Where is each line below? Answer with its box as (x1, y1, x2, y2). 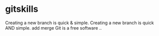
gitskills (5, 3, 38, 15)
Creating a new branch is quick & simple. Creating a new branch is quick (5, 20, 154, 26)
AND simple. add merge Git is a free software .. (5, 25, 102, 31)
